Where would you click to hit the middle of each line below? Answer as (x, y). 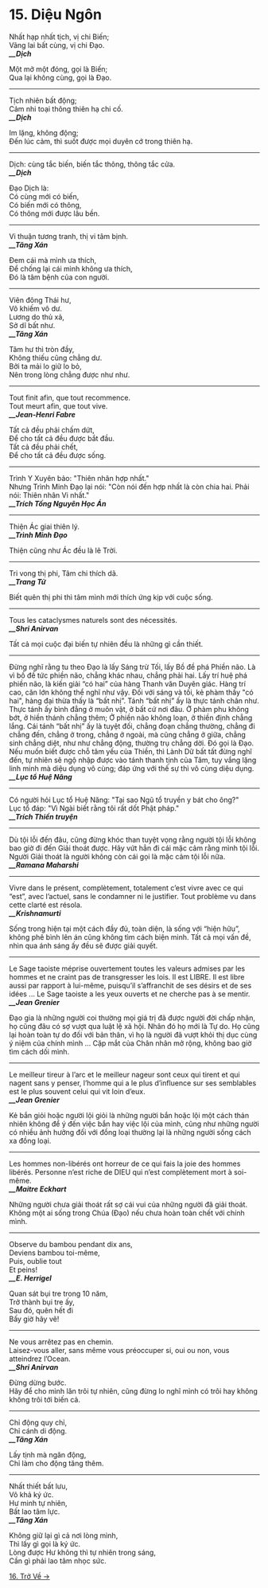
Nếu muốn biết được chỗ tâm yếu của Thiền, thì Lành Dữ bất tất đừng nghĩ (131, 751)
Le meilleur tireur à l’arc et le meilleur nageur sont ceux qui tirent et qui (125, 1074)
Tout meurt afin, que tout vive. (58, 406)
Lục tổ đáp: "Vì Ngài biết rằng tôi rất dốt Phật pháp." (94, 808)
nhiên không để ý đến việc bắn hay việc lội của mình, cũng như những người (134, 1124)
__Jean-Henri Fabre (43, 414)
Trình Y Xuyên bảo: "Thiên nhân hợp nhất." (79, 478)
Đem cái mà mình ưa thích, (53, 260)
